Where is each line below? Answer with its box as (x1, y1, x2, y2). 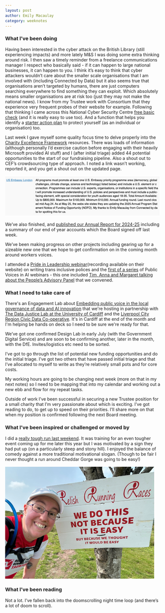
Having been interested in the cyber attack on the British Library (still (5, 46, 145, 52)
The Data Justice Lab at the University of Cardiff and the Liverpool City (5, 311, 149, 317)
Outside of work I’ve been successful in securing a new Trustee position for (5, 396, 159, 402)
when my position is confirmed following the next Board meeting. (5, 412, 137, 418)
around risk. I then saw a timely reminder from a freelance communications (5, 57, 158, 62)
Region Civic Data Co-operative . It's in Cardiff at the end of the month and (5, 316, 156, 322)
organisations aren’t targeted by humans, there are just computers (5, 83, 139, 89)
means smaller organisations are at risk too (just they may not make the (5, 93, 150, 99)
